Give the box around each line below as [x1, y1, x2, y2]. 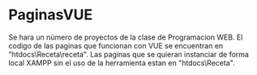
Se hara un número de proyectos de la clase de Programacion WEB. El [8, 32, 243, 42]
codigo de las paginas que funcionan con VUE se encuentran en [8, 40, 224, 50]
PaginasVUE [8, 6, 93, 24]
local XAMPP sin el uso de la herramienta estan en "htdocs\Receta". [8, 58, 235, 68]
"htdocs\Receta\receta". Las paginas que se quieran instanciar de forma [8, 49, 250, 59]
